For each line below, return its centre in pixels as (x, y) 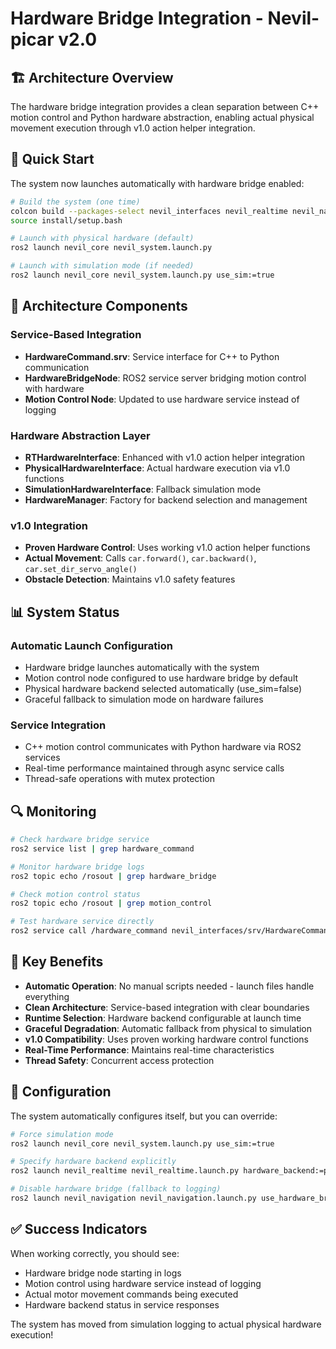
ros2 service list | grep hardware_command (102, 848)
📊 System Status (65, 612)
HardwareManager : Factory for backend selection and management (166, 499)
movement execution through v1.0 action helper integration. (133, 128)
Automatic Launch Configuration (91, 645)
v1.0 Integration (49, 525)
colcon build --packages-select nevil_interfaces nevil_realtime (149, 211)
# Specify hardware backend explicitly (93, 1162)
